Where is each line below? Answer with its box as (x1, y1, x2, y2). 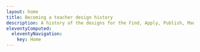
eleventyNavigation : (11, 31, 62, 37)
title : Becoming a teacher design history (6, 14, 113, 20)
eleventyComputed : (6, 25, 52, 32)
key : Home (17, 36, 42, 42)
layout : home (6, 8, 39, 15)
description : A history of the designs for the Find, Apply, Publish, (6, 20, 185, 26)
